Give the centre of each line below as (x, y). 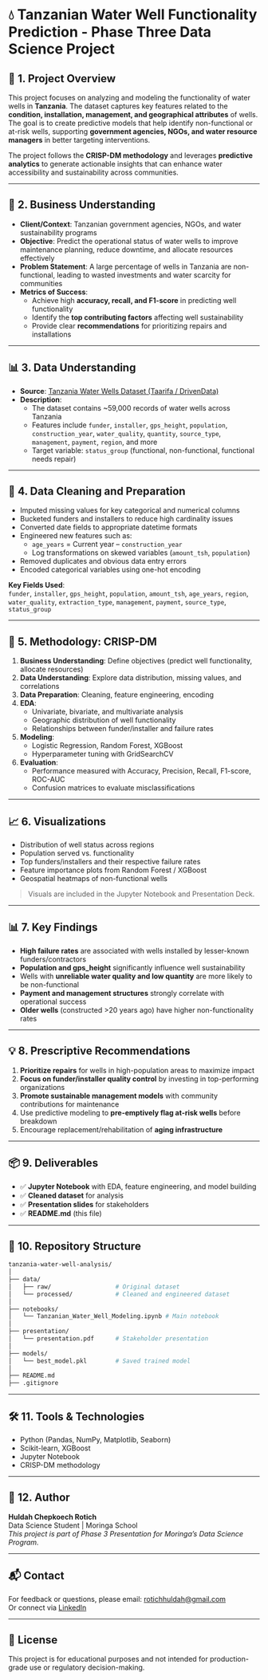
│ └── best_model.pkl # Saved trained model (100, 1361)
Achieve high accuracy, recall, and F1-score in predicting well (134, 300)
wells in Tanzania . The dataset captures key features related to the (118, 106)
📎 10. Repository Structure (75, 1246)
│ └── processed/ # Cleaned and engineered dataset (119, 1294)
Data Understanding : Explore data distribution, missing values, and (130, 678)
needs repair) (54, 458)
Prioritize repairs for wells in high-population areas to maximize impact (137, 1070)
